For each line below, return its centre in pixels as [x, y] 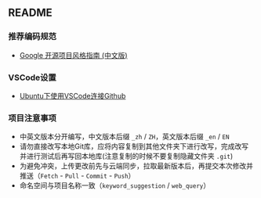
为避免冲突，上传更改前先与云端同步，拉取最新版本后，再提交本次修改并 [136, 166]
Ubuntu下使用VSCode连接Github [72, 95]
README [30, 13]
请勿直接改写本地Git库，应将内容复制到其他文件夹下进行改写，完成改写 [134, 146]
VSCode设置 [32, 77]
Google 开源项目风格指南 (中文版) [73, 55]
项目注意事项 [33, 118]
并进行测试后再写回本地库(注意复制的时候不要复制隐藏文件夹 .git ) [126, 157]
